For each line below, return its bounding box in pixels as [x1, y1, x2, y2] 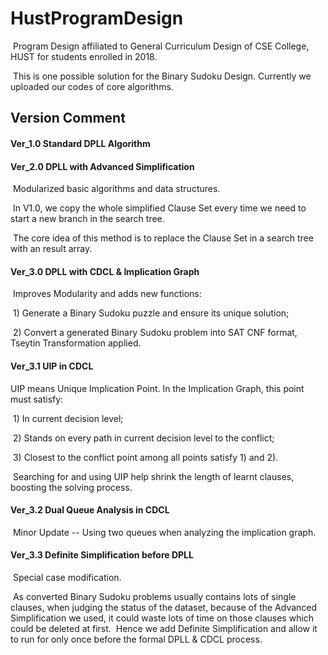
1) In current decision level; [12, 412, 124, 424]
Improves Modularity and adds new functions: [12, 288, 202, 300]
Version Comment [10, 110, 126, 127]
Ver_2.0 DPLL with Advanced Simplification [10, 160, 195, 172]
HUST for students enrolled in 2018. [10, 50, 158, 62]
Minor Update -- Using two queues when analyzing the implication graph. [12, 526, 317, 538]
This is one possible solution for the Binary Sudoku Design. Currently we [12, 70, 312, 82]
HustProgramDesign [10, 7, 184, 30]
